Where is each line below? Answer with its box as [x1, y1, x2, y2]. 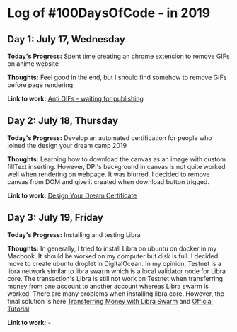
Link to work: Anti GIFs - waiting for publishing [7, 94, 144, 103]
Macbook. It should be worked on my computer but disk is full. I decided [7, 251, 219, 260]
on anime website [7, 59, 59, 68]
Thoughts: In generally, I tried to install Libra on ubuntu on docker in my [7, 244, 217, 253]
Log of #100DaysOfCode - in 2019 [7, 5, 211, 21]
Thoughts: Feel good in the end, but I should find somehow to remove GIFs [7, 73, 227, 81]
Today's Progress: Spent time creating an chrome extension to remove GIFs [7, 52, 230, 60]
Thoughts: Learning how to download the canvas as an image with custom [7, 154, 226, 164]
